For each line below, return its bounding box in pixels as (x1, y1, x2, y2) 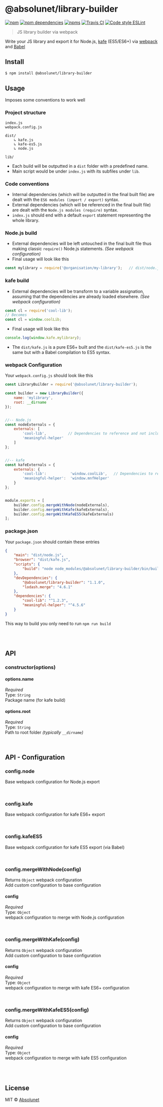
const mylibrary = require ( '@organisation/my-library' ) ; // (5, 266, 133, 271)
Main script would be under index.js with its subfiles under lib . (12, 168, 140, 174)
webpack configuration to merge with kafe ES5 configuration (5, 1055, 127, 1061)
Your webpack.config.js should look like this (5, 373, 93, 378)
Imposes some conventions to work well (5, 97, 86, 103)
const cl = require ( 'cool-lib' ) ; (5, 308, 73, 313)
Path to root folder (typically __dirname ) (5, 730, 83, 735)
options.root (5, 708, 31, 714)
